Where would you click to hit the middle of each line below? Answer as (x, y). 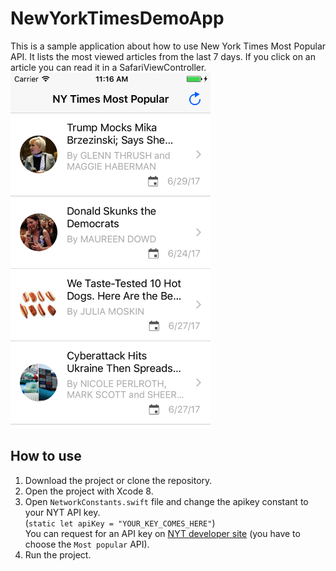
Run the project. (58, 554)
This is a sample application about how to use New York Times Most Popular (168, 46)
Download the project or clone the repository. (118, 480)
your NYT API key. (62, 512)
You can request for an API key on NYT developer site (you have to (162, 533)
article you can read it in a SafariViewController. (108, 67)
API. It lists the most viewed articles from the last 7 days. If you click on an (163, 56)
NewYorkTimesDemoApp (117, 18)
